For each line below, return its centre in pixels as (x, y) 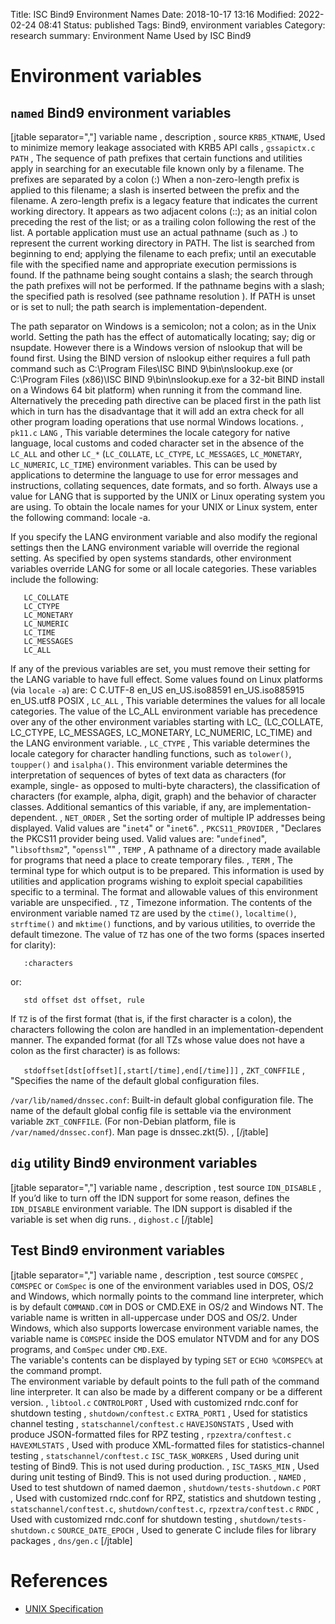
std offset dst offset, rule (84, 1000)
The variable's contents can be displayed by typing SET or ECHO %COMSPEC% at (166, 1360)
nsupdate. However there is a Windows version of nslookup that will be (156, 347)
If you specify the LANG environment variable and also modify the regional (164, 537)
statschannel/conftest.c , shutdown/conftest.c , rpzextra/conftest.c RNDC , (165, 1508)
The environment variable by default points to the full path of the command (165, 1381)
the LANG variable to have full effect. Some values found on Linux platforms (166, 679)
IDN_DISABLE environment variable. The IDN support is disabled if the (151, 1208)
